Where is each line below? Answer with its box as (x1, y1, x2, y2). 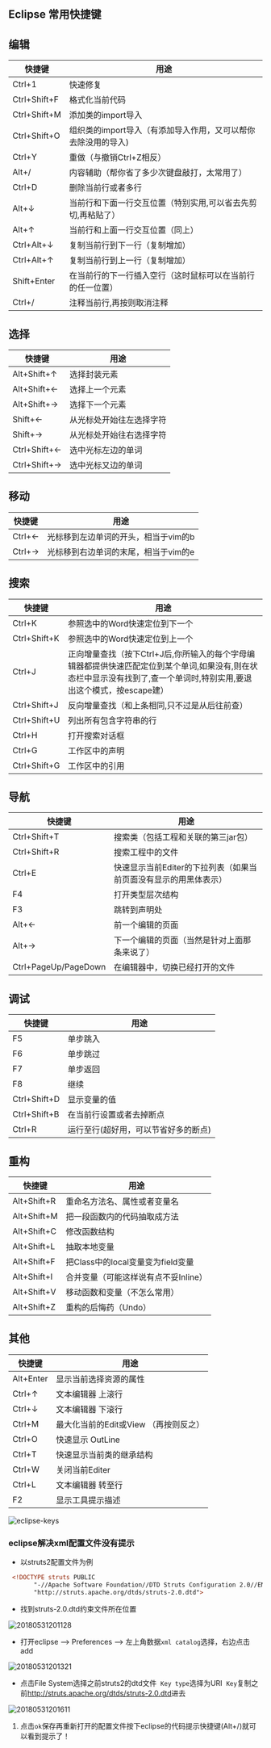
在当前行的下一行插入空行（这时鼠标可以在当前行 (69, 270, 256, 281)
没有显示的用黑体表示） (138, 874, 227, 886)
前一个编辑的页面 (114, 920, 179, 931)
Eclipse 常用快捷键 (8, 7, 102, 22)
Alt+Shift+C (12, 1226, 57, 1237)
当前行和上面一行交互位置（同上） (69, 224, 199, 236)
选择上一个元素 (69, 384, 127, 396)
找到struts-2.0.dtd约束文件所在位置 (19, 1603, 137, 1613)
